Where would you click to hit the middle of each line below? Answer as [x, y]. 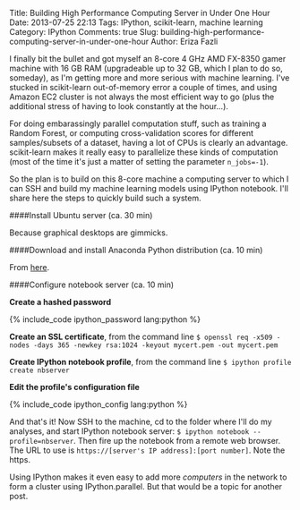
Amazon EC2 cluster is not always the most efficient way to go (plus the [142, 97]
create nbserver [39, 370]
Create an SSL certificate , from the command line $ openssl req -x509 [141, 336]
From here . [30, 267]
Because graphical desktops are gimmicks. [89, 233]
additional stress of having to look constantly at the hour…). [119, 106]
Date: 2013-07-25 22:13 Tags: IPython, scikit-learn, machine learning [137, 22]
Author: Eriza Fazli [184, 41]
